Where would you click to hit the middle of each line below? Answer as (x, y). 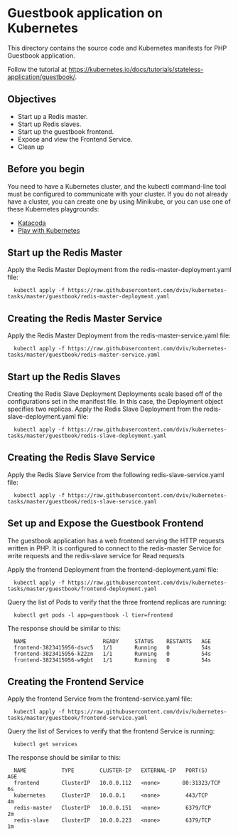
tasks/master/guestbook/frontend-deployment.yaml (82, 589)
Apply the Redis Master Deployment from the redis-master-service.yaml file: (119, 335)
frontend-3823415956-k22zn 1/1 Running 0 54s (113, 654)
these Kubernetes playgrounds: (53, 209)
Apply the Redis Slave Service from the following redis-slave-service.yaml (116, 474)
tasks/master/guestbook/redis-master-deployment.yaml (89, 297)
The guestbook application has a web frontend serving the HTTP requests (116, 540)
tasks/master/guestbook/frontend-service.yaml (77, 718)
